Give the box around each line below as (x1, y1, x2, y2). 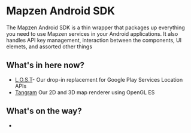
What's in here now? (6, 60, 85, 70)
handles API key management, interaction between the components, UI (6, 36, 181, 44)
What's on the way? (6, 106, 82, 116)
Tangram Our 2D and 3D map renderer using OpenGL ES (14, 88, 155, 96)
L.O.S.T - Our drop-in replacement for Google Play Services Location (14, 76, 183, 83)
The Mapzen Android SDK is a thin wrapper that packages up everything (6, 24, 186, 31)
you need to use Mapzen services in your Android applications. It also (6, 30, 178, 37)
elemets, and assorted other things (6, 43, 93, 50)
